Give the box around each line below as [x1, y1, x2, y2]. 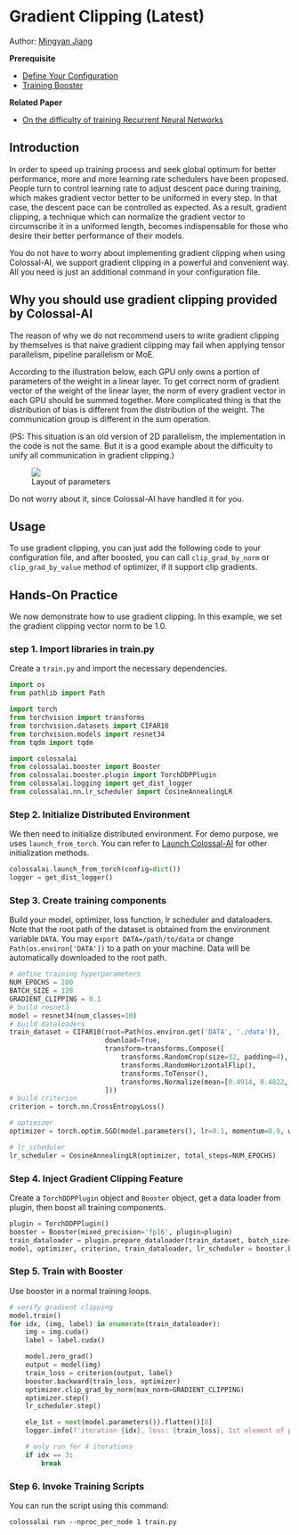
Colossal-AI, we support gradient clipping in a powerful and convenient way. [9, 257, 289, 268]
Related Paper [9, 96, 62, 108]
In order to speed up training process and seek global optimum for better [9, 163, 277, 175]
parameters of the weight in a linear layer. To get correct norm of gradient [9, 375, 279, 386]
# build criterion [9, 1094, 77, 1103]
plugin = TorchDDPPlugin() [9, 1219, 109, 1228]
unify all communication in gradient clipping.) [9, 450, 175, 460]
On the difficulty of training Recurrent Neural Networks [21, 114, 224, 125]
